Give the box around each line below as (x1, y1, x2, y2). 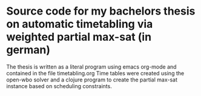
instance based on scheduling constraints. (6, 82, 112, 89)
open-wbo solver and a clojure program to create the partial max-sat (6, 76, 177, 83)
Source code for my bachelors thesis (6, 4, 196, 18)
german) (6, 43, 50, 57)
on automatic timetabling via (6, 17, 153, 31)
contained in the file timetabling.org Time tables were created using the (6, 69, 185, 77)
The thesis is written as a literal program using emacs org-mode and (6, 63, 177, 70)
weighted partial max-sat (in (6, 30, 152, 44)
